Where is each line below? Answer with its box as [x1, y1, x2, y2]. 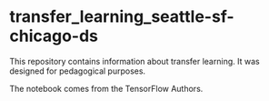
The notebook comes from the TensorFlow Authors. [9, 83, 204, 94]
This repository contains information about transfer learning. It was [9, 56, 261, 66]
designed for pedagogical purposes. [9, 66, 146, 76]
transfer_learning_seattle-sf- [9, 6, 234, 27]
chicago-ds [9, 25, 98, 46]
